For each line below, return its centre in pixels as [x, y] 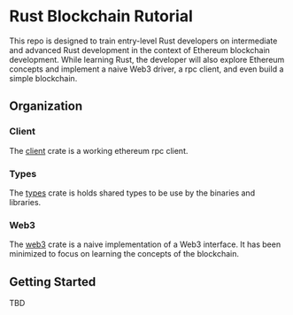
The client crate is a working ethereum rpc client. [99, 150]
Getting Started [53, 282]
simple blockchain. [43, 78]
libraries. [25, 202]
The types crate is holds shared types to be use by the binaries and [132, 193]
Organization [46, 107]
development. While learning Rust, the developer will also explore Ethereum [147, 59]
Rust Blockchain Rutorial [101, 16]
